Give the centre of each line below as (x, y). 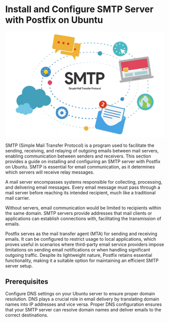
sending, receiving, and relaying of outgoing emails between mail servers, (82, 150)
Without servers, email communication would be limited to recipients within (83, 207)
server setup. (19, 265)
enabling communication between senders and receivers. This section (78, 156)
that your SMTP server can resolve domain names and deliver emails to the (83, 310)
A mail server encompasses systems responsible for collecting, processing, (84, 182)
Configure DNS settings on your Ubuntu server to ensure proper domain (80, 294)
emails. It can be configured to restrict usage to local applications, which (81, 239)
